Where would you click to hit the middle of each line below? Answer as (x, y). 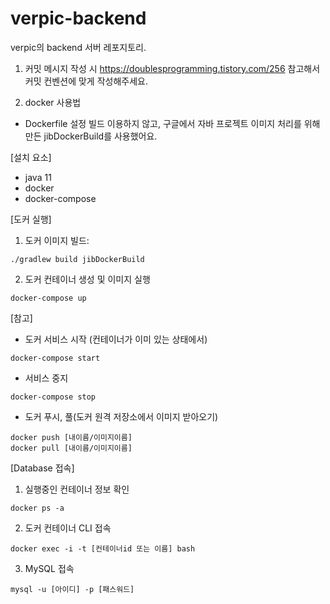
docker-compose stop (53, 397)
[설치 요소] (31, 157)
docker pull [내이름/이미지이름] (71, 448)
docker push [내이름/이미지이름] (71, 437)
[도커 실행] (31, 219)
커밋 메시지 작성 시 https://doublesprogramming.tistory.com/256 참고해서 (172, 68)
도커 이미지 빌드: (57, 240)
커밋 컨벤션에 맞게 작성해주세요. (86, 81)
